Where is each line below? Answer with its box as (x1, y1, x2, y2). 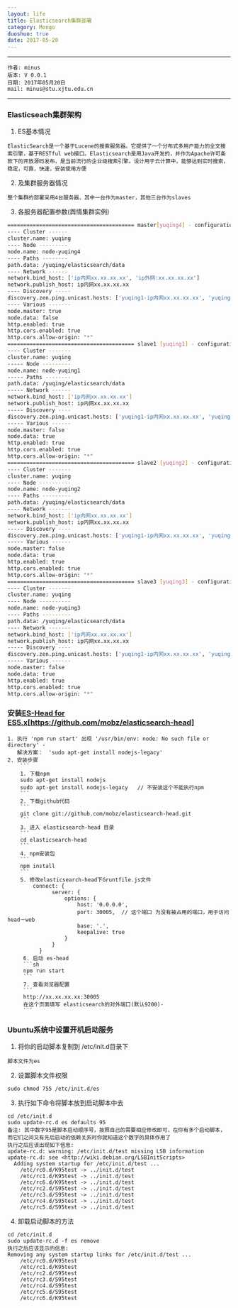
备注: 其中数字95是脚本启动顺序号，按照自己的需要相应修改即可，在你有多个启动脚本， (7, 1126, 226, 1134)
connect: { (33, 882, 65, 889)
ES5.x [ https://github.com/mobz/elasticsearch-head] (7, 718, 195, 727)
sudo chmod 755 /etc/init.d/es (7, 1085, 100, 1093)
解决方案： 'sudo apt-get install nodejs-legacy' (16, 749, 163, 756)
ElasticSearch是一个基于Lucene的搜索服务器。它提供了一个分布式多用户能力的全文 (7, 143, 221, 150)
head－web (7, 916, 35, 923)
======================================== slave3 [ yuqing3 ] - (7, 578, 195, 586)
